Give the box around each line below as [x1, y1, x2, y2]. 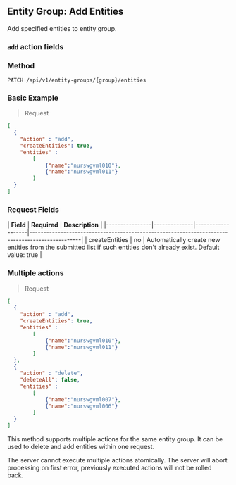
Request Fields [7, 204, 60, 214]
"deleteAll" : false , [20, 377, 80, 384]
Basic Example [7, 93, 58, 103]
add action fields [7, 42, 64, 51]
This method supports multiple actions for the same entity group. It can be [7, 435, 223, 443]
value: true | [7, 251, 42, 259]
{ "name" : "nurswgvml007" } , [44, 396, 121, 403]
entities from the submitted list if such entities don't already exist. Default [7, 243, 220, 252]
